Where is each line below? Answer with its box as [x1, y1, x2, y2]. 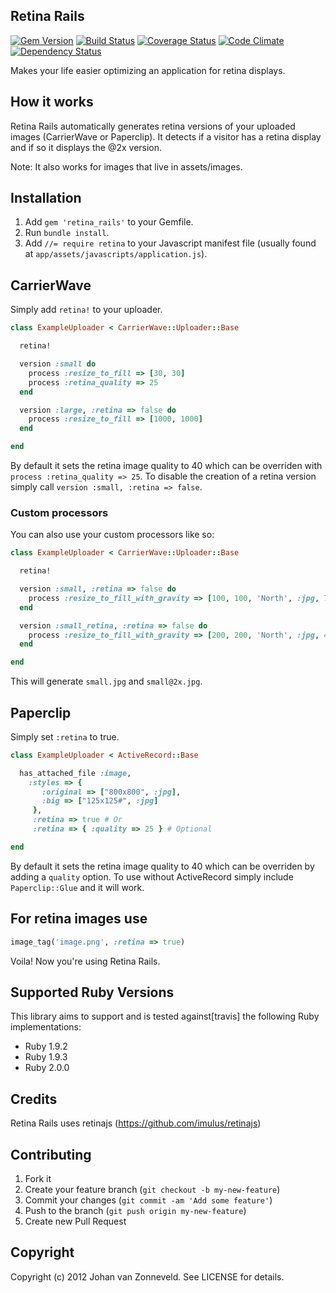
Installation [10, 190, 82, 207]
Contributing [10, 1146, 92, 1163]
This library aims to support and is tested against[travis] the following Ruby [10, 1010, 320, 1023]
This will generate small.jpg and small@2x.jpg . [10, 675, 203, 688]
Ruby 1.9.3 [24, 1051, 68, 1063]
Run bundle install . [24, 227, 110, 239]
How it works [10, 94, 94, 111]
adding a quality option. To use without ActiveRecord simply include [10, 870, 294, 883]
